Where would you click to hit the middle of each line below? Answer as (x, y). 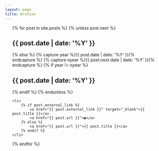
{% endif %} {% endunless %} (42, 92)
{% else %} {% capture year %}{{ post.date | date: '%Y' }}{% (73, 55)
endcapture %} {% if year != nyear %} (50, 65)
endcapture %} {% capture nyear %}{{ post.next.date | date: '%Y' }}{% (83, 60)
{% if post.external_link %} (50, 105)
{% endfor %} (26, 144)
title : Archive (20, 14)
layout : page (18, 9)
